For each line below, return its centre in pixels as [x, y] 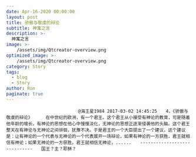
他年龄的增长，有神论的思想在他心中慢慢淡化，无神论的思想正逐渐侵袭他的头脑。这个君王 [98, 124]
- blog [19, 77]
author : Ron [21, 89]
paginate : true [25, 94]
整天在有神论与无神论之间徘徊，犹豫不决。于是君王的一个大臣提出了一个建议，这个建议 [96, 130]
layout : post [22, 17]
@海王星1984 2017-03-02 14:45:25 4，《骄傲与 [133, 111]
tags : [13, 72]
